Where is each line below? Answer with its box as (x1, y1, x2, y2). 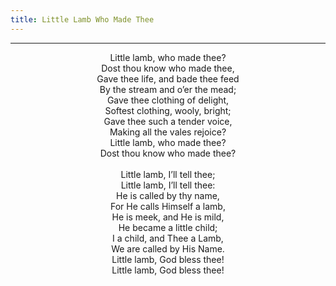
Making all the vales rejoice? (109, 126, 227, 138)
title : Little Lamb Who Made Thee (10, 14, 155, 25)
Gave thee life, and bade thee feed (96, 72, 240, 85)
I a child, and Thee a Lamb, (112, 232, 224, 244)
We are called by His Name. (111, 242, 225, 255)
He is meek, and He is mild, (111, 211, 225, 223)
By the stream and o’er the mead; (99, 83, 237, 95)
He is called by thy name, (116, 189, 220, 201)
